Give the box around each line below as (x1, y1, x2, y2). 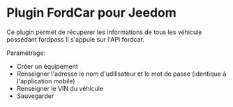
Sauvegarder (16, 92, 54, 100)
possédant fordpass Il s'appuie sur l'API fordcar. (6, 35, 144, 43)
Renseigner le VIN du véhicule (16, 84, 104, 92)
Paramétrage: (6, 49, 46, 57)
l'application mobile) (16, 76, 75, 85)
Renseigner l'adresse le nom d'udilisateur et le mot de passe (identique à (16, 69, 227, 78)
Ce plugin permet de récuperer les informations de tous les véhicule (6, 28, 202, 36)
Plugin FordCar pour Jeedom (6, 5, 177, 21)
